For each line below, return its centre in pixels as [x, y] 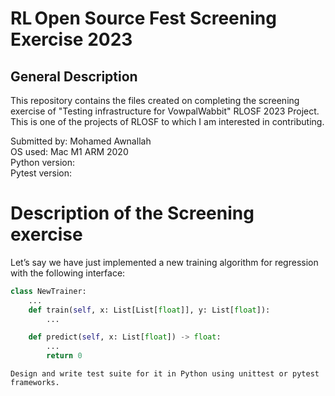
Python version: [42, 162]
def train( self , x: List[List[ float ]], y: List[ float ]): [149, 310]
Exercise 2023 [71, 39]
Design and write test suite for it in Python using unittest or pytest [165, 374]
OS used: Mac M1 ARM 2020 [69, 151]
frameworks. [35, 383]
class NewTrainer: [48, 291]
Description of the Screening [132, 213]
